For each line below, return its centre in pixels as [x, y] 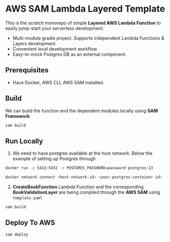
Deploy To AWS [30, 223]
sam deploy [17, 234]
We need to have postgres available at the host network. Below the [82, 153]
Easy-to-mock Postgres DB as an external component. [70, 54]
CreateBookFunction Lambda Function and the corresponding [78, 187]
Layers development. [35, 43]
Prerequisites [27, 70]
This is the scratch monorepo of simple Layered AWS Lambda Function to [83, 23]
